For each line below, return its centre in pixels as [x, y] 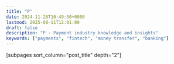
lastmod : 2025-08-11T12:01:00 [43, 22]
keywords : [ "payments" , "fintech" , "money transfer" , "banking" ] [88, 38]
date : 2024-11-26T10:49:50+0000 [45, 17]
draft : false [22, 28]
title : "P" [19, 11]
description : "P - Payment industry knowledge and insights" [82, 33]
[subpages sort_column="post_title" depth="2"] [64, 55]
